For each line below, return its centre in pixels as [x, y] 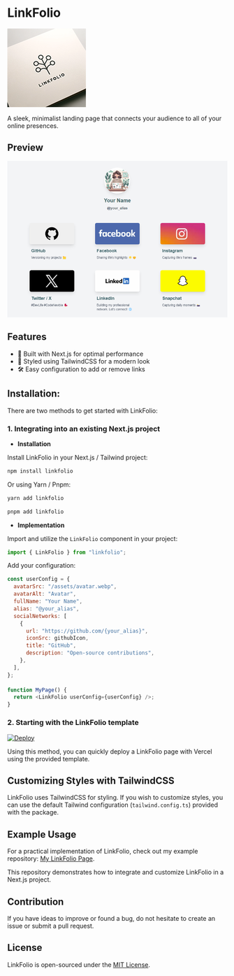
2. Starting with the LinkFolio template [73, 723]
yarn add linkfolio [36, 498]
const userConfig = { [39, 579]
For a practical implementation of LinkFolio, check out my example [103, 852]
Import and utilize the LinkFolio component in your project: [93, 538]
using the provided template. [49, 759]
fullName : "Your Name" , [48, 602]
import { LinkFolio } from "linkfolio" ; [67, 552]
